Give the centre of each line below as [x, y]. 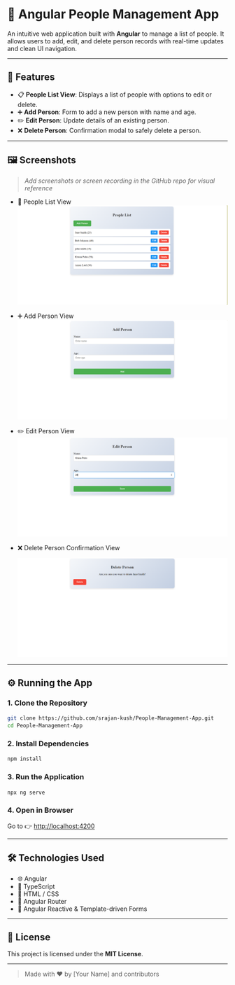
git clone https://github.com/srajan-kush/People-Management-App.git [111, 718]
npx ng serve [26, 792]
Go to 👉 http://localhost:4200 [51, 826]
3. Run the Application [46, 777]
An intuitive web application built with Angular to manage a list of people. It [116, 34]
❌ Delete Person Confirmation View [69, 548]
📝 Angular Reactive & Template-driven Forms [82, 909]
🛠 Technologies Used [56, 858]
